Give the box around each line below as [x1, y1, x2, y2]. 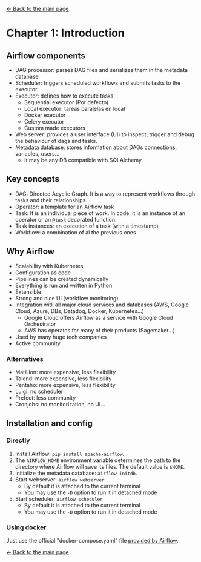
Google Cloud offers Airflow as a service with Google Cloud [24, 314, 174, 321]
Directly [6, 436, 30, 445]
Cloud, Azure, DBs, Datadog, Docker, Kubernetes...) [15, 307, 144, 314]
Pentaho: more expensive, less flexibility [15, 381, 116, 388]
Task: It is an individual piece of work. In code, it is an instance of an [15, 209, 186, 217]
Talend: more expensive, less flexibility [15, 375, 112, 382]
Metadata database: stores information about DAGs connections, [15, 144, 177, 151]
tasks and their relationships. [15, 196, 88, 203]
